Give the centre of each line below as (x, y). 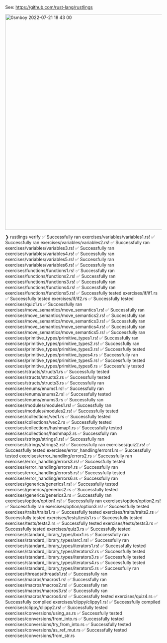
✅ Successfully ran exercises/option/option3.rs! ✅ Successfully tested (77, 506)
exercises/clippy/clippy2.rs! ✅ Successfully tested (56, 608)
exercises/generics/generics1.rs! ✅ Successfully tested (62, 484)
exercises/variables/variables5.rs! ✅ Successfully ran (60, 259)
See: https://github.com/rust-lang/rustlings (49, 7)
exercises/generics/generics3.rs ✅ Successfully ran (58, 495)
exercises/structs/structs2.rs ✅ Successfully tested (58, 377)
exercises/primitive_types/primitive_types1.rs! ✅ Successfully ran (72, 338)
